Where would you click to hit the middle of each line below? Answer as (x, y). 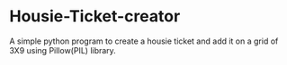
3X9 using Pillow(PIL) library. (63, 50)
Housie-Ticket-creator (95, 16)
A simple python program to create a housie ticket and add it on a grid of (144, 41)
